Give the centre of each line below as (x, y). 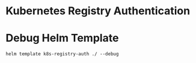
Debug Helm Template (62, 38)
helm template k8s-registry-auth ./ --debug (62, 54)
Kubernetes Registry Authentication (98, 11)
